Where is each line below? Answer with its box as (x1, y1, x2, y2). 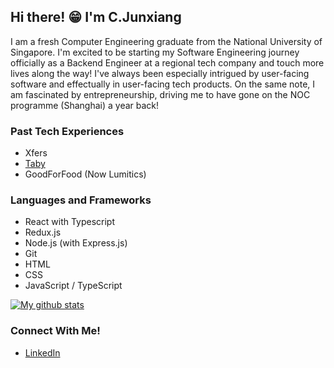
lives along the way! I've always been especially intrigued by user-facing (10, 67, 310, 79)
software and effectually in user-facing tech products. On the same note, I (10, 78, 316, 90)
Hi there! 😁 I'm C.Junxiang (10, 9, 182, 26)
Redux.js (24, 226, 62, 239)
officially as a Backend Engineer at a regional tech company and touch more (10, 56, 325, 69)
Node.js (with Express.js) (24, 237, 128, 249)
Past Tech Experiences (10, 124, 125, 138)
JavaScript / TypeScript (24, 280, 123, 292)
